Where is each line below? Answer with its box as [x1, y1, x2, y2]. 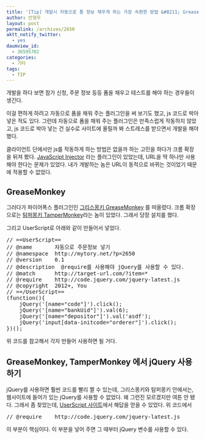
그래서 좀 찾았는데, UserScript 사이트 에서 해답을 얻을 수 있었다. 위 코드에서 [14, 401, 192, 408]
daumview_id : [6, 43, 40, 50]
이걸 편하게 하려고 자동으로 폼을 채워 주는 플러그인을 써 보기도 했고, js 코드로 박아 [6, 109, 199, 117]
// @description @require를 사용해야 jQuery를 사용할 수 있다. [6, 264, 185, 271]
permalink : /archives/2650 [6, 26, 75, 32]
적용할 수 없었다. [12, 169, 52, 176]
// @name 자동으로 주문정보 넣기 [6, 244, 111, 251]
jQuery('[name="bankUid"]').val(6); [19, 307, 129, 314]
